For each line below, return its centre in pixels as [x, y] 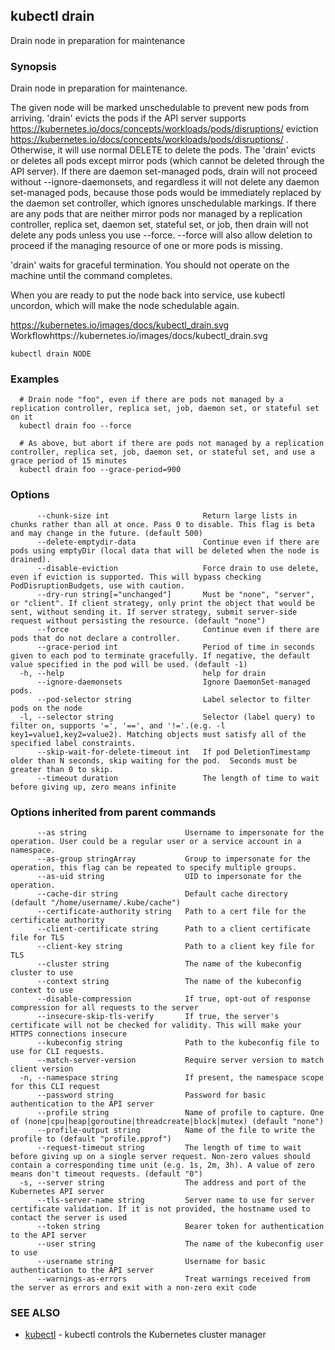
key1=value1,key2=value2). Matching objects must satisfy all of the [158, 734]
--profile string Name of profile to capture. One [180, 1113]
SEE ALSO [35, 1312]
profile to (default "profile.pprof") [91, 1139]
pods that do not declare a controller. [96, 638]
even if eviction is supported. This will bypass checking [136, 577]
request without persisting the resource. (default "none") [138, 620]
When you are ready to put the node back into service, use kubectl [148, 295]
